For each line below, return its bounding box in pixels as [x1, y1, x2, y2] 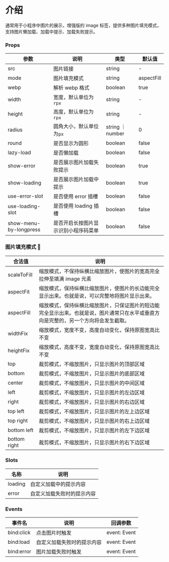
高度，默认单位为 [53, 108, 94, 115]
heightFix [8, 347, 30, 354]
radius [8, 126, 23, 133]
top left [8, 407, 25, 414]
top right [8, 417, 28, 424]
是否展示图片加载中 [53, 176, 99, 183]
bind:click [8, 529, 31, 536]
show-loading [8, 179, 42, 186]
